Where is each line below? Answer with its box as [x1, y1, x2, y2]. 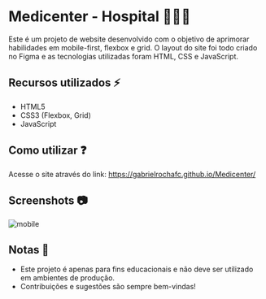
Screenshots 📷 [8, 193, 88, 207]
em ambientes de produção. [20, 273, 116, 283]
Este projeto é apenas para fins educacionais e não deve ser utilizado [20, 264, 254, 275]
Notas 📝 [8, 243, 50, 257]
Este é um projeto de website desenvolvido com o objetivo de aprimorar [8, 34, 250, 44]
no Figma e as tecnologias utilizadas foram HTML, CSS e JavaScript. [8, 51, 238, 61]
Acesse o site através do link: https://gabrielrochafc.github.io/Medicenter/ [8, 169, 256, 179]
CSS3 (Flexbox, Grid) [20, 110, 92, 120]
